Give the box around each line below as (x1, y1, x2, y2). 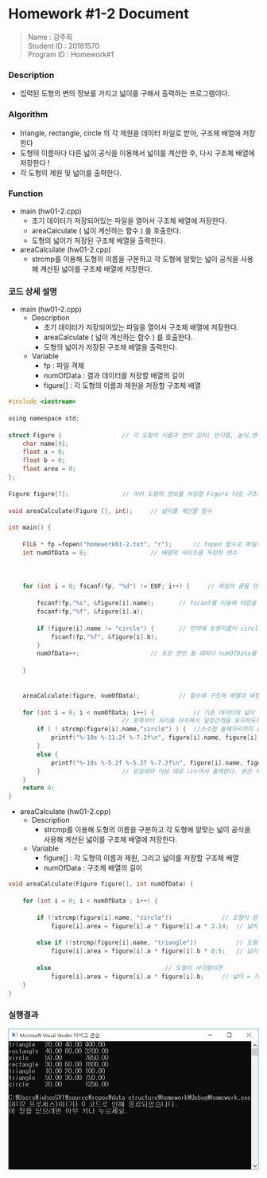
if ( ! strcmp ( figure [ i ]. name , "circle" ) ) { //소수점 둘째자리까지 (37, 726, 253, 734)
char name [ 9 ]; (22, 440, 69, 448)
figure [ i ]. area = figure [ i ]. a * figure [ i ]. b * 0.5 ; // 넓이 (50, 947, 258, 956)
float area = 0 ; (22, 465, 77, 473)
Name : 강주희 (27, 32, 73, 41)
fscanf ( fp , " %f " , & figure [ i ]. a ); (37, 608, 145, 616)
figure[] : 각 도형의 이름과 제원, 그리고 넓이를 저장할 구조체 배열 (43, 853, 239, 863)
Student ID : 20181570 (27, 41, 100, 50)
